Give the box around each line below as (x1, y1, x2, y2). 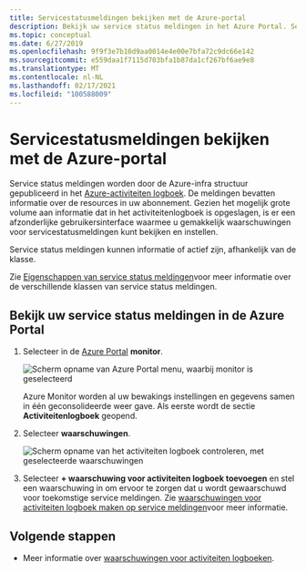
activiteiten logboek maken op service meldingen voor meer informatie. (22, 502, 289, 513)
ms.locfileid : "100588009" (9, 89, 112, 98)
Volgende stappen (9, 528, 117, 544)
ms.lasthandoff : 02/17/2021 (9, 81, 117, 90)
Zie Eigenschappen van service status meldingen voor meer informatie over (9, 271, 291, 282)
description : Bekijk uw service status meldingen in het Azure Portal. (9, 22, 287, 31)
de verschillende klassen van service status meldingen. (9, 281, 218, 292)
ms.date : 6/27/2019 (9, 38, 84, 48)
